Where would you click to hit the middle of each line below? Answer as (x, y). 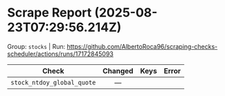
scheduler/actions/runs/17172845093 (61, 54)
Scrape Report (49, 13)
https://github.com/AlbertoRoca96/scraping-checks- (142, 46)
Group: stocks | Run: (36, 46)
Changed (118, 70)
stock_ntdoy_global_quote (53, 82)
